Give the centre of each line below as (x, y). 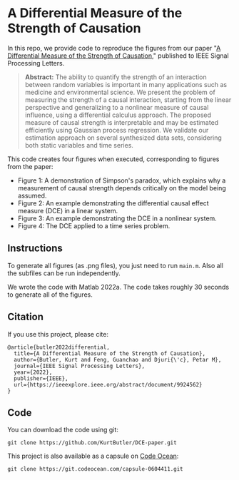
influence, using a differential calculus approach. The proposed (118, 115)
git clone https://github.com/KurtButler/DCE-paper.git (92, 443)
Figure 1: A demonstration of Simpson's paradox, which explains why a (122, 180)
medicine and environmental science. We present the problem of (120, 92)
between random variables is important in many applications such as (126, 84)
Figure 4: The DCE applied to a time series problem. (94, 225)
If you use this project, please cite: (58, 334)
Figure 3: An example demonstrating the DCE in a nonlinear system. (117, 218)
